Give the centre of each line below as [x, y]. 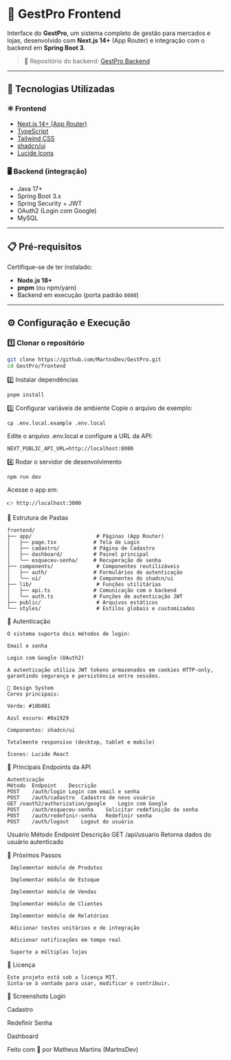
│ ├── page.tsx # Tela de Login [73, 543]
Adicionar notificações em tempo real [66, 940]
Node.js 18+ [35, 280]
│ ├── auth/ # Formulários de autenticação [95, 573]
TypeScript [33, 131]
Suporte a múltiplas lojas [49, 952]
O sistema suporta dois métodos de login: [69, 634]
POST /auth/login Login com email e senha [73, 792]
